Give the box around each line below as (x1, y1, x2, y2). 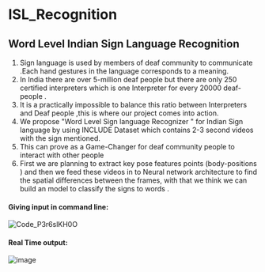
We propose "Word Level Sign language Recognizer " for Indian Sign (19, 117, 244, 126)
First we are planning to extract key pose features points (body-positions (19, 159, 257, 168)
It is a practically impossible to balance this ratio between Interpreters (19, 100, 248, 109)
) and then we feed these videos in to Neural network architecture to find (19, 168, 257, 176)
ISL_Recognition (8, 6, 117, 24)
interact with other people (19, 150, 104, 160)
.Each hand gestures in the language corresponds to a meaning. (19, 66, 229, 76)
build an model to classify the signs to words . (19, 184, 170, 193)
